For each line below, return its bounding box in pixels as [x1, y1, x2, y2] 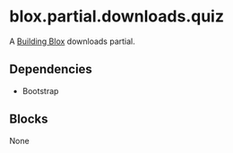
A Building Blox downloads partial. [9, 36, 136, 47]
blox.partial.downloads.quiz [9, 6, 224, 27]
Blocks [9, 112, 48, 127]
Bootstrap [22, 85, 59, 96]
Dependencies [9, 62, 92, 77]
